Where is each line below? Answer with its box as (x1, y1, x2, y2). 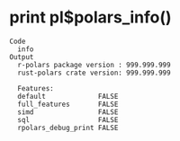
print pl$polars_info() (9, 7, 173, 28)
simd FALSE (17, 107, 119, 117)
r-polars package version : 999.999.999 (17, 60, 171, 69)
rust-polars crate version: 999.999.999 (17, 68, 171, 77)
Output (9, 52, 34, 61)
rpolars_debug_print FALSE (17, 123, 119, 132)
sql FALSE (17, 115, 119, 124)
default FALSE (17, 92, 119, 101)
